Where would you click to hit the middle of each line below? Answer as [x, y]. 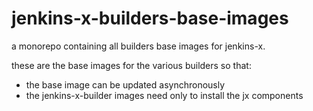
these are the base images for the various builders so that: [131, 65]
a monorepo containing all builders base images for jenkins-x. [138, 46]
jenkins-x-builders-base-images [150, 18]
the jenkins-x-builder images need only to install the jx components [164, 95]
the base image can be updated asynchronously [125, 84]
